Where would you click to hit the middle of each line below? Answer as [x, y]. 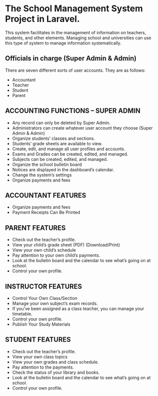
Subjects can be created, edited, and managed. [60, 159]
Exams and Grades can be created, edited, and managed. [70, 154]
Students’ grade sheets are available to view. [57, 143]
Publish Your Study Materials [41, 324]
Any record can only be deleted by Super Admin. [61, 123]
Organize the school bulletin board [47, 164]
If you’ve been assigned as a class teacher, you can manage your [78, 309]
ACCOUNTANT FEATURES [46, 195]
